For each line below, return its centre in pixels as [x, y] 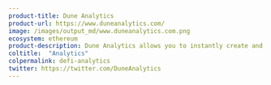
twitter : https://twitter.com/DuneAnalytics [85, 69]
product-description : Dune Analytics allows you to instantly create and [136, 46]
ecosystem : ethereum [43, 38]
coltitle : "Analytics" [49, 53]
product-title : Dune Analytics [61, 16]
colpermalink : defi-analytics [60, 62]
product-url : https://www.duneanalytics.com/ [86, 23]
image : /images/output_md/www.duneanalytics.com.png [99, 31]
